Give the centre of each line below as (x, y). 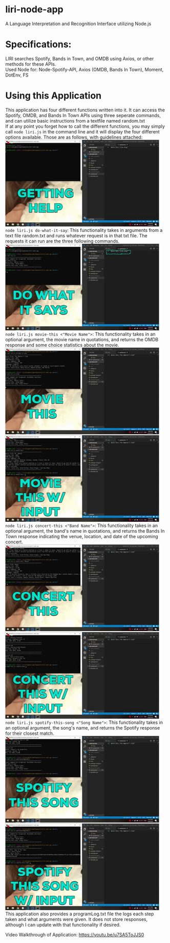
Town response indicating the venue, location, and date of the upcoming (82, 536)
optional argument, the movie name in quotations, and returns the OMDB (82, 339)
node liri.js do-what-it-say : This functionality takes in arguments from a (84, 230)
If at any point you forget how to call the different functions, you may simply (85, 126)
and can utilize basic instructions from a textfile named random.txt (75, 121)
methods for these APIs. (31, 64)
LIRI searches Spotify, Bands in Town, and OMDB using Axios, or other (80, 58)
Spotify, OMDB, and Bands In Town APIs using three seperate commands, (83, 115)
